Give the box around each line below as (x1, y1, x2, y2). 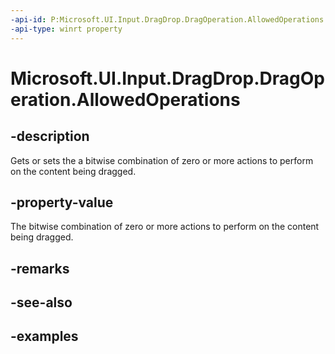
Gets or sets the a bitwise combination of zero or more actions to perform (10, 154, 314, 166)
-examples (10, 328, 79, 345)
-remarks (10, 260, 70, 277)
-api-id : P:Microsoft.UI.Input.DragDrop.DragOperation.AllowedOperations (10, 14, 325, 25)
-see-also (10, 294, 73, 311)
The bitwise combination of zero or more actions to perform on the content (10, 221, 320, 233)
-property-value (10, 194, 114, 211)
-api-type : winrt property (10, 24, 123, 34)
